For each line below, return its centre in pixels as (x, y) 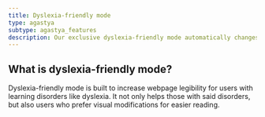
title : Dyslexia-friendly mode (60, 15)
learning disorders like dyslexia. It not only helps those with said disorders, (129, 97)
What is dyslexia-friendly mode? (90, 69)
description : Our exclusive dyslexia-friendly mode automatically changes (134, 37)
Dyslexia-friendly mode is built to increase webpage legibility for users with (131, 88)
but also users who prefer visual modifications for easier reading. (114, 105)
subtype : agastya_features (52, 30)
